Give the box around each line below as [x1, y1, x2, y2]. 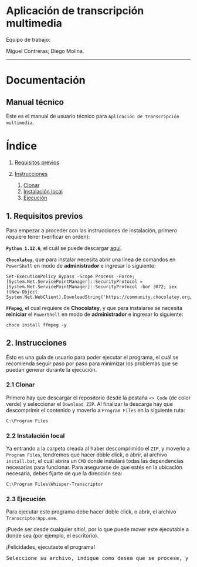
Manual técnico [6, 97, 64, 107]
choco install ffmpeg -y [6, 322, 67, 328]
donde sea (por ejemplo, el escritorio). [6, 532, 98, 539]
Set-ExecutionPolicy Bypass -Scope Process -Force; [6, 274, 135, 279]
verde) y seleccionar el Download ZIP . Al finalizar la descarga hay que [6, 400, 173, 407]
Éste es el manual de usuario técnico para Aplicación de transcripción [6, 112, 180, 119]
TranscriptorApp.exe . [6, 515, 58, 522]
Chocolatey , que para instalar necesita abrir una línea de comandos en [6, 256, 176, 263]
